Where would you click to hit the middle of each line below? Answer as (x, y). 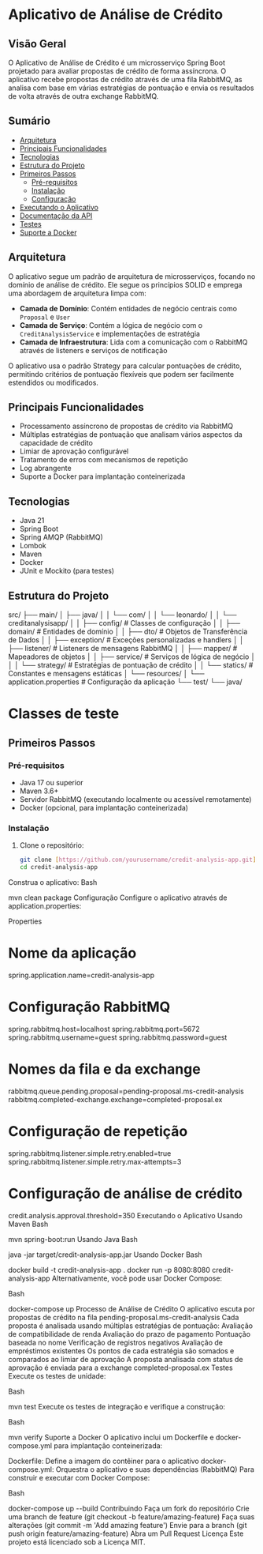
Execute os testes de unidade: (57, 1375)
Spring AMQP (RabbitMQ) (61, 537)
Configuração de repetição (98, 1131)
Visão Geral (37, 44)
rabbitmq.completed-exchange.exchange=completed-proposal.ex (115, 1099)
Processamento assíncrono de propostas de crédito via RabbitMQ (126, 426)
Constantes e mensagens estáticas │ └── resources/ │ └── (106, 674)
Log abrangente (46, 468)
